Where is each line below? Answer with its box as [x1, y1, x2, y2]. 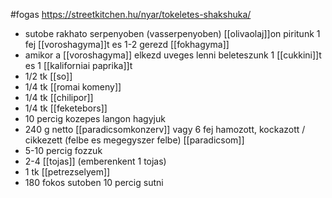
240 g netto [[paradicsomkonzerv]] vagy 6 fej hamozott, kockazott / [24, 124, 306, 135]
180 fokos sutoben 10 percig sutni [24, 177, 164, 188]
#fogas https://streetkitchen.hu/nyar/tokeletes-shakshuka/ [10, 9, 252, 20]
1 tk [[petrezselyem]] [24, 166, 111, 178]
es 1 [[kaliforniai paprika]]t [24, 60, 133, 71]
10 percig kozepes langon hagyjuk [24, 113, 166, 124]
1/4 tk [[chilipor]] [24, 92, 94, 103]
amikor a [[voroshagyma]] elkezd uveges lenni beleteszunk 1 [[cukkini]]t [24, 49, 322, 61]
